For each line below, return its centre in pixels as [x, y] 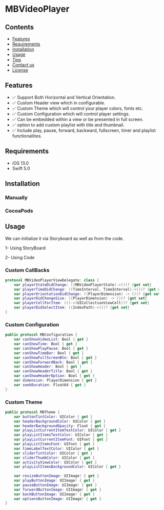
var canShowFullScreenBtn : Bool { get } [55, 358]
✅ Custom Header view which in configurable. [59, 103]
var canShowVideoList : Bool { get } [51, 340]
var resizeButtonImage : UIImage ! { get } [56, 476]
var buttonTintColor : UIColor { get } [53, 417]
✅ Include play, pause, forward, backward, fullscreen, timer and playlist [84, 130]
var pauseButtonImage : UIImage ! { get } [55, 485]
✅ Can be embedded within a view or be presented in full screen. [78, 119]
